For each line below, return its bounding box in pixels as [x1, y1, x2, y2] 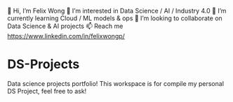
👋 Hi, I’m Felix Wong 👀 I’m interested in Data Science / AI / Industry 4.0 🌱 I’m [7, 7, 227, 15]
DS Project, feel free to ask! [7, 87, 87, 95]
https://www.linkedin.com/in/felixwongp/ [7, 32, 125, 40]
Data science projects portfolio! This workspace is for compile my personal [7, 79, 225, 87]
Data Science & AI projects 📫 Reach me [7, 22, 124, 30]
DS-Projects [7, 57, 80, 73]
